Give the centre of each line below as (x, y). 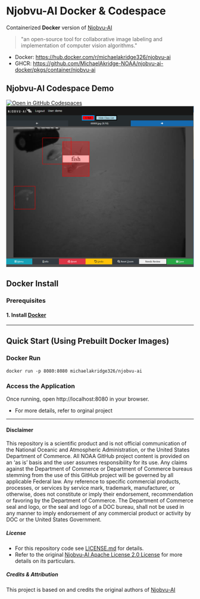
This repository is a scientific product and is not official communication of (96, 443)
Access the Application (41, 386)
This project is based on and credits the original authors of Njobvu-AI (91, 589)
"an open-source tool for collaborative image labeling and (91, 39)
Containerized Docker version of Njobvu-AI (59, 27)
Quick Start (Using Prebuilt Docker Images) (88, 341)
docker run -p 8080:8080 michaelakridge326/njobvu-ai (74, 371)
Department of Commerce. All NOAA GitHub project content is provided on (98, 456)
